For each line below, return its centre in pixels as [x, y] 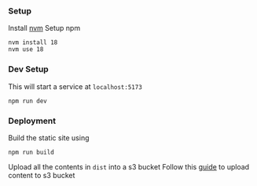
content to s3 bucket [42, 175]
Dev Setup [28, 69]
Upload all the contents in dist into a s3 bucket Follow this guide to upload [129, 166]
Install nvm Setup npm [44, 28]
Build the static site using [49, 138]
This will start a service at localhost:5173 [75, 86]
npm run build [31, 152]
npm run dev [28, 101]
